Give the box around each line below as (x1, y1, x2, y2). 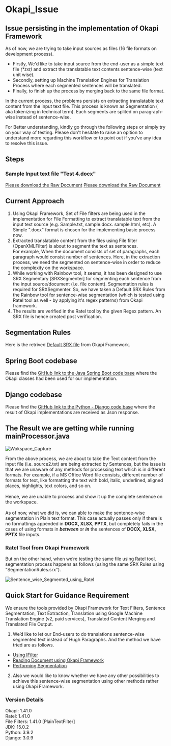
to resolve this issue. (5, 140, 49, 146)
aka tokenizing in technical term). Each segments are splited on (5, 109, 138, 114)
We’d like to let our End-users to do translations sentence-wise (12, 631, 145, 637)
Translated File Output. (5, 621, 53, 627)
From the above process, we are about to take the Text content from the (5, 455, 156, 462)
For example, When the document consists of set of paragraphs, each (12, 248, 160, 254)
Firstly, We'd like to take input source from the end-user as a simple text (12, 61, 164, 67)
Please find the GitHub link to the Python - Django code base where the (5, 403, 155, 410)
